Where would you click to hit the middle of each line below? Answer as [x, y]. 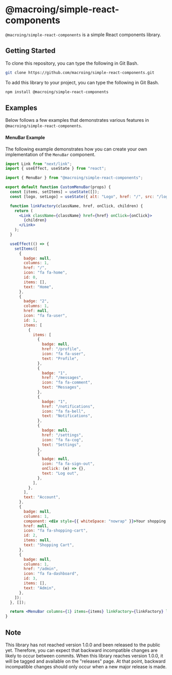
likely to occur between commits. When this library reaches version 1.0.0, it [84, 655]
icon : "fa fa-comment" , [67, 382]
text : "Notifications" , [67, 416]
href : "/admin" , [41, 569]
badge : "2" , [37, 301]
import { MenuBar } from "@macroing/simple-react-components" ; [74, 178]
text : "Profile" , [60, 358]
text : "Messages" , [61, 387]
